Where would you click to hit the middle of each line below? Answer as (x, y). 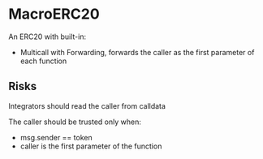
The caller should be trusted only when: (75, 122)
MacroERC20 (54, 14)
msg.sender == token (56, 137)
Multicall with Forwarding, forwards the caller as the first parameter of (137, 52)
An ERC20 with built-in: (47, 37)
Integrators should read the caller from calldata (87, 105)
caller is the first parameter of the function (91, 146)
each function (43, 61)
